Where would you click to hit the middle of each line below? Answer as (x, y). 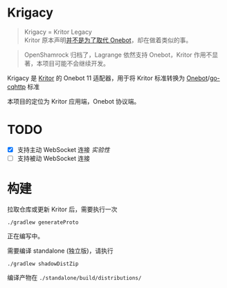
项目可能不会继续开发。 (76, 63)
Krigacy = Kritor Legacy (58, 32)
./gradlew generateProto (43, 222)
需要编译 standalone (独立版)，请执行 (60, 251)
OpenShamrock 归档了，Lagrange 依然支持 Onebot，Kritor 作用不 (118, 55)
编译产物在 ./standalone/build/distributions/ (74, 277)
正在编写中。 (25, 236)
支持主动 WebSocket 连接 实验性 (63, 149)
